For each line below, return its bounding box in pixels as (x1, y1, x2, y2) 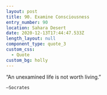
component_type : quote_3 (6, 41, 66, 47)
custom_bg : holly (6, 57, 48, 63)
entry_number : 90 (6, 19, 48, 25)
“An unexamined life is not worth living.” (6, 73, 101, 80)
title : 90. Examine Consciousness (6, 14, 90, 20)
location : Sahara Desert (6, 24, 66, 31)
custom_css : (6, 47, 35, 52)
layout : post (6, 8, 38, 15)
